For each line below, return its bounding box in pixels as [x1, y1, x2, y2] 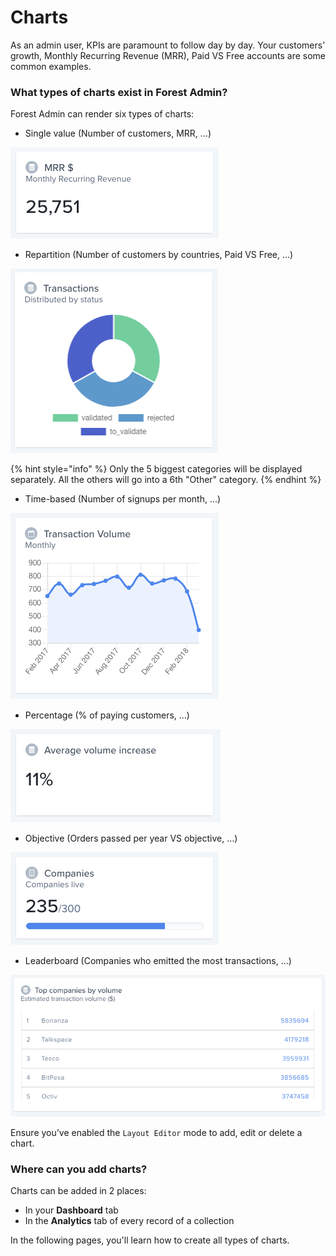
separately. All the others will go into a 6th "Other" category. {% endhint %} [10, 474, 322, 486]
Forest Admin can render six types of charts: [10, 108, 195, 120]
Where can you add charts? [10, 1162, 148, 1176]
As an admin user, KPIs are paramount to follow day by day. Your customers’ [10, 39, 325, 51]
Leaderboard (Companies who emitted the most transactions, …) [24, 955, 292, 967]
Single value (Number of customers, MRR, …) [24, 127, 212, 140]
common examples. [10, 60, 92, 72]
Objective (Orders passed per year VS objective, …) [24, 832, 238, 845]
